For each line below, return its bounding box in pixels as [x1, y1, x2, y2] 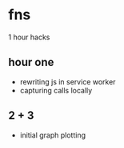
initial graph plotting [19, 130, 86, 140]
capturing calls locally [19, 85, 93, 95]
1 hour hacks [8, 32, 50, 42]
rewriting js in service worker [19, 76, 116, 86]
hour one [8, 55, 54, 69]
